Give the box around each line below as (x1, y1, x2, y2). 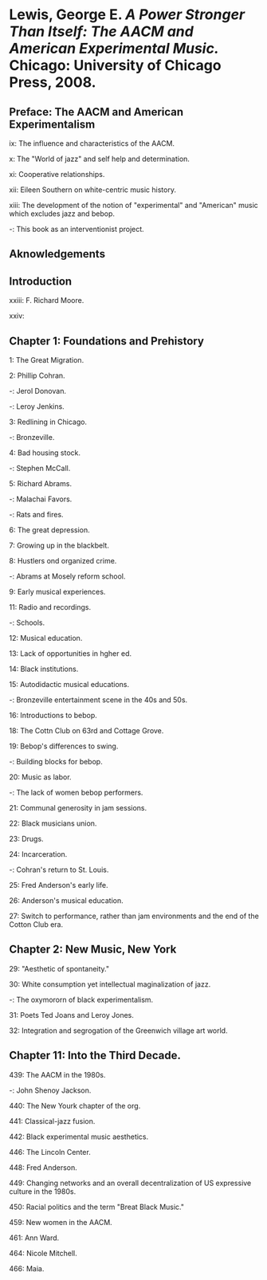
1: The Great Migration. (9, 355, 84, 365)
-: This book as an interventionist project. (9, 225, 144, 234)
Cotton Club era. (9, 920, 63, 929)
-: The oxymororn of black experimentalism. (9, 995, 154, 1004)
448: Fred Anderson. (9, 1162, 78, 1172)
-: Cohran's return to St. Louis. (9, 865, 109, 874)
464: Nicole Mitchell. (9, 1248, 78, 1258)
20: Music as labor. (9, 772, 72, 782)
